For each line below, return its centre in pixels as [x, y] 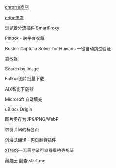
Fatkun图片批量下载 [25, 79]
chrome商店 [17, 7]
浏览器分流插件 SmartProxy [32, 28]
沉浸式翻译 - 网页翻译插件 [31, 140]
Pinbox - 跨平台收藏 [25, 38]
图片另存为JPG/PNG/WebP [32, 119]
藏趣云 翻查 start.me [25, 160]
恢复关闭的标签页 [22, 130]
